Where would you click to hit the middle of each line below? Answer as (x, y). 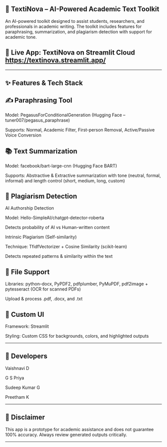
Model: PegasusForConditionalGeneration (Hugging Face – (65, 115)
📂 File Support (27, 272)
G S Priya (15, 377)
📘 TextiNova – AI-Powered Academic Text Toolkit (82, 9)
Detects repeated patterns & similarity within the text (59, 256)
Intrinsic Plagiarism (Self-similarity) (41, 237)
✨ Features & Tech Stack (44, 83)
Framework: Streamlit (27, 326)
